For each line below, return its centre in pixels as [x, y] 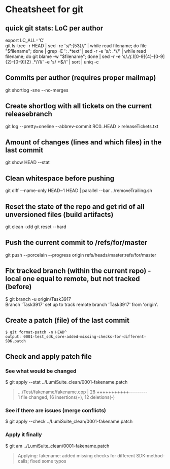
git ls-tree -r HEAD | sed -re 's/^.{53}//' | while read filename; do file [76, 46]
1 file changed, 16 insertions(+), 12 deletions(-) [66, 397]
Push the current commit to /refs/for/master [76, 243]
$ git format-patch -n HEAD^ [36, 332]
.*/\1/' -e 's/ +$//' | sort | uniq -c [65, 62]
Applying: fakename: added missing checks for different [76, 455]
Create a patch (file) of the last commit [67, 320]
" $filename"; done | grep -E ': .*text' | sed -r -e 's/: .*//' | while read [76, 51]
